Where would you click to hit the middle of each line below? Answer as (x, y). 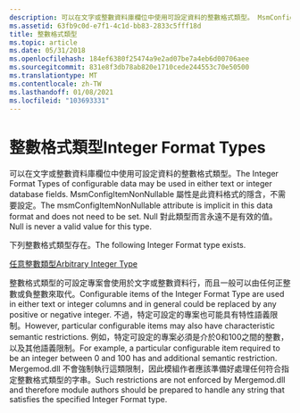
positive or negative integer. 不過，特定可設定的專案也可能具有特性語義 (140, 315)
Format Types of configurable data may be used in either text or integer (141, 184)
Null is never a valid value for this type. (81, 227)
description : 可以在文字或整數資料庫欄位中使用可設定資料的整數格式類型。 (132, 17)
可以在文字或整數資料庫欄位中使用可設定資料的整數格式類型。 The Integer (144, 174)
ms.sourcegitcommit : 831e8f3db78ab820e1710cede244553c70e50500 (129, 68)
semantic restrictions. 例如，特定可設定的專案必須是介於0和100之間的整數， (149, 337)
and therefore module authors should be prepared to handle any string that (147, 390)
